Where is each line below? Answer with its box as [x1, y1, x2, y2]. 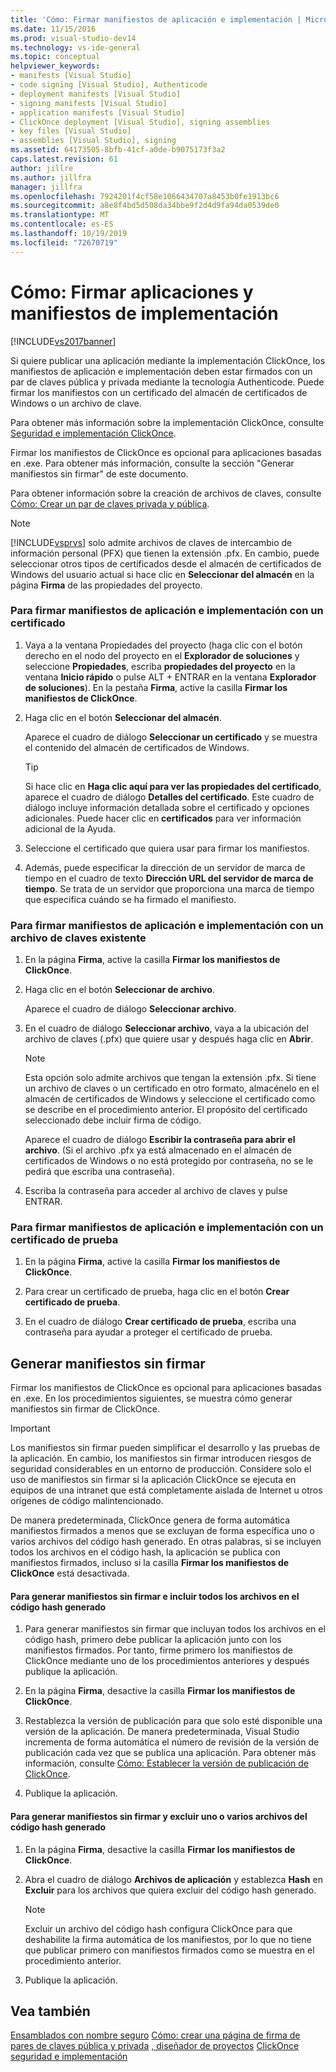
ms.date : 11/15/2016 [10, 24, 97, 34]
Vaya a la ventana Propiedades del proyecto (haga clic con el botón [24, 639, 303, 651]
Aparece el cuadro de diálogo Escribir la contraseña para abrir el [24, 1134, 296, 1146]
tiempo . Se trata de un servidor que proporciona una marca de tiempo [24, 882, 315, 895]
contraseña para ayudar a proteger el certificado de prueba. [24, 1326, 273, 1338]
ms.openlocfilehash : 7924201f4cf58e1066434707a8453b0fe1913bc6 [10, 191, 280, 201]
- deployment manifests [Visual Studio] [10, 89, 182, 99]
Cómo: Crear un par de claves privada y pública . [10, 497, 210, 510]
